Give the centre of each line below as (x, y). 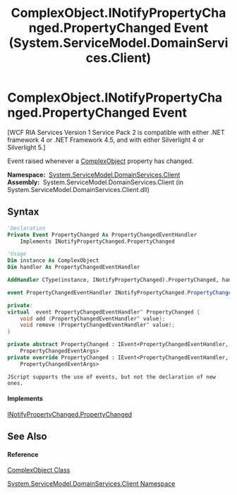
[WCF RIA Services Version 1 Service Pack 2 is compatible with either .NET (116, 132)
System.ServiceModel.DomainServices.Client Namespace (91, 484)
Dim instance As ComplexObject (53, 261)
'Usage (17, 254)
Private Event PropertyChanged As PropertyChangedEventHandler (102, 234)
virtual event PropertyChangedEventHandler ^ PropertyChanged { (104, 312)
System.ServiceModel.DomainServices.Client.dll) (79, 189)
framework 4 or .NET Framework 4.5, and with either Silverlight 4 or (106, 140)
